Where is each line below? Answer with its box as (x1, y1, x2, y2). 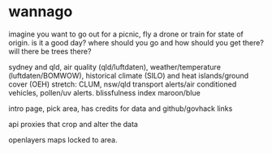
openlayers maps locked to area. (8, 134, 118, 144)
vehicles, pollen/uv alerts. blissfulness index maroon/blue (8, 87, 201, 97)
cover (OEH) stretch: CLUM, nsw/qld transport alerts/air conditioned (8, 79, 237, 89)
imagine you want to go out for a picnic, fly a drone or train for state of (8, 29, 244, 39)
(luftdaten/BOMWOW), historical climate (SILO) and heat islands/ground (8, 70, 249, 80)
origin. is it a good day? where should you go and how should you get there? (8, 37, 264, 47)
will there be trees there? (8, 46, 92, 56)
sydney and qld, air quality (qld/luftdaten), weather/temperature (8, 62, 222, 71)
